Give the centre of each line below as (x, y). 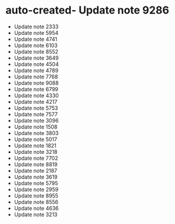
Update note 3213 (36, 214)
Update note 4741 (35, 39)
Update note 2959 (36, 189)
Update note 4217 (36, 101)
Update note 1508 (36, 127)
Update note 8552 (36, 51)
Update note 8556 (36, 202)
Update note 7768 (36, 77)
